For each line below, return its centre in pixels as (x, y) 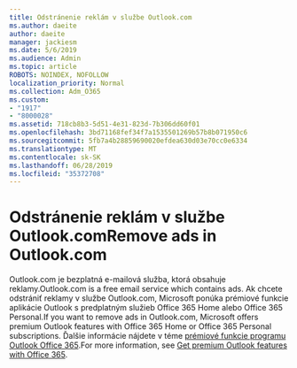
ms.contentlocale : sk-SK (55, 157)
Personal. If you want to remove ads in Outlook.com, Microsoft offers (134, 317)
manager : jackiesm (43, 42)
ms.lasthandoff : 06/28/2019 (61, 165)
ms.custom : (29, 100)
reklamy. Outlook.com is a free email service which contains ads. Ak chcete (146, 289)
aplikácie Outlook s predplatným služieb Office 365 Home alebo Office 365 (146, 308)
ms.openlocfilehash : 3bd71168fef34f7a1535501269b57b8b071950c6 (129, 133)
